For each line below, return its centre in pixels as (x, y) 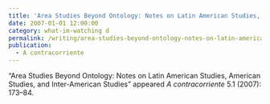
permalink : (27, 38)
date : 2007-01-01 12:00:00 (53, 23)
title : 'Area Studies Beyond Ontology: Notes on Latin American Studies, (135, 16)
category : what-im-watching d (59, 30)
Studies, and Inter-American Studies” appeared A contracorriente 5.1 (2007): (135, 84)
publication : (30, 46)
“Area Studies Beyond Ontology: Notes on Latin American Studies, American (135, 76)
